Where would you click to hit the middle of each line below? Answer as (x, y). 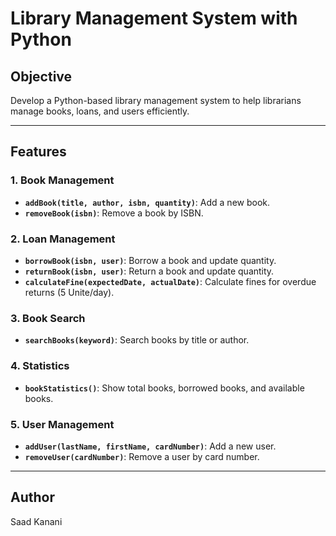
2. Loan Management (63, 239)
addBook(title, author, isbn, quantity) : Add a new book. (147, 202)
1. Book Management (62, 180)
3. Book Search (48, 318)
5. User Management (62, 424)
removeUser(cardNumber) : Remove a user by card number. (142, 456)
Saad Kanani (36, 521)
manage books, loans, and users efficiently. (100, 111)
